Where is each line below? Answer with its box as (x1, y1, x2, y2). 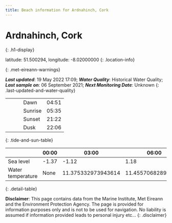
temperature (8, 172, 38, 179)
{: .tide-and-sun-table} (5, 137, 54, 143)
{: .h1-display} (5, 47, 35, 53)
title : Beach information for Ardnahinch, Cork (5, 7, 109, 13)
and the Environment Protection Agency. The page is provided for (5, 201, 144, 207)
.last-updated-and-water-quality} (5, 87, 76, 93)
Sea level (8, 157, 30, 165)
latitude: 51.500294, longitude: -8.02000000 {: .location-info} (5, 56, 135, 63)
